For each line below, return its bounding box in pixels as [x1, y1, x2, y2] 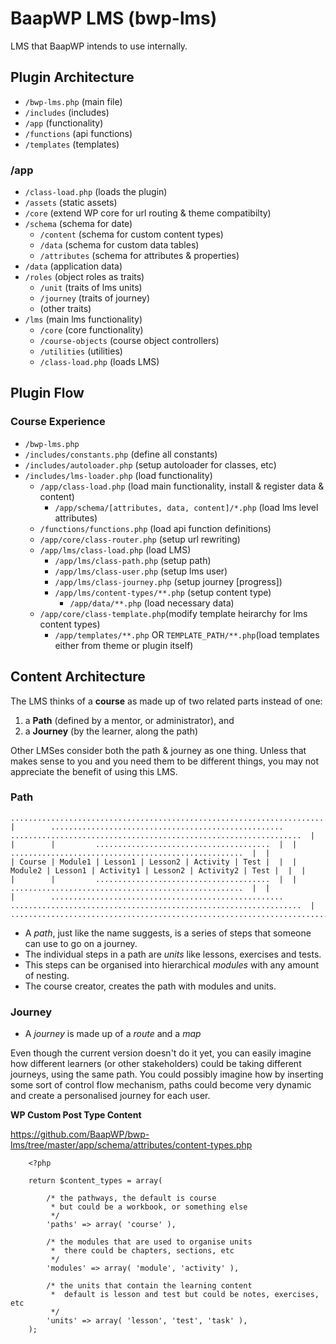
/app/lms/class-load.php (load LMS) [39, 543, 192, 556]
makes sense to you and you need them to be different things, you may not [10, 755, 320, 767]
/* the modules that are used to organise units [46, 1237, 253, 1247]
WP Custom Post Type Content [10, 1109, 142, 1121]
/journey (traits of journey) [39, 292, 150, 304]
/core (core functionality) [39, 324, 144, 336]
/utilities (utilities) [39, 345, 123, 357]
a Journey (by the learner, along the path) [24, 725, 199, 737]
